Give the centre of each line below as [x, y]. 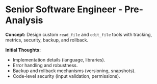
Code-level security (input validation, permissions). [67, 76]
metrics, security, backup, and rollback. [47, 40]
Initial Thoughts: [23, 50]
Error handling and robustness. [45, 65]
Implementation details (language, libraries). [59, 59]
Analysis [24, 20]
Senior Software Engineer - [64, 9]
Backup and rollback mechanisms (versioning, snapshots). [74, 71]
